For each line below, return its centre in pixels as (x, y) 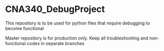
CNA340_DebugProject (55, 9)
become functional (24, 28)
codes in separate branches (56, 43)
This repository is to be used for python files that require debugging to (77, 23)
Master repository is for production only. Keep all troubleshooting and (77, 38)
